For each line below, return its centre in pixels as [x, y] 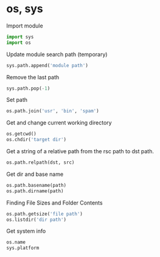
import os [19, 42]
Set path [17, 100]
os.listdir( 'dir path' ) [37, 219]
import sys [20, 37]
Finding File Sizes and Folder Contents [54, 203]
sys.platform [23, 248]
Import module [25, 26]
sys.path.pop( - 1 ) [28, 88]
